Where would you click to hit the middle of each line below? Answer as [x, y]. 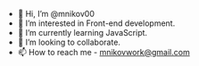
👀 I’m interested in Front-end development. [96, 23]
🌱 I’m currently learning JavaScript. [83, 33]
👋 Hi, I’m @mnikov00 [56, 14]
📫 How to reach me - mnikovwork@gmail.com [104, 52]
